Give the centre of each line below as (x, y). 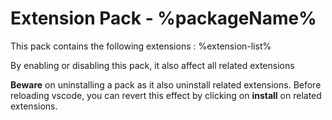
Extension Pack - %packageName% (163, 18)
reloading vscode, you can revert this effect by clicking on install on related (166, 95)
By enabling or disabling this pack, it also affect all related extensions (152, 65)
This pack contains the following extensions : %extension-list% (141, 46)
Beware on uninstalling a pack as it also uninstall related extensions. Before (166, 84)
